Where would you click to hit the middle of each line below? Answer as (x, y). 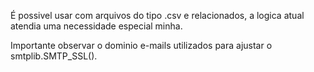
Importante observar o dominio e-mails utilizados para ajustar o (141, 45)
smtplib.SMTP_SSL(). (54, 56)
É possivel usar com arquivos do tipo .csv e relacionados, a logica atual (157, 15)
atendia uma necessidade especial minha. (96, 26)
